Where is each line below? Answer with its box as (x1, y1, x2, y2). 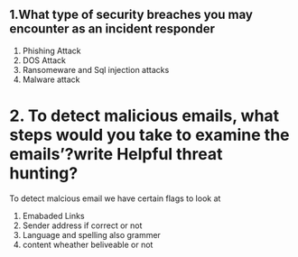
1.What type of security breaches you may (9, 7, 254, 23)
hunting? (9, 163, 79, 183)
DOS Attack (22, 54, 66, 66)
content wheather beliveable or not (22, 239, 154, 250)
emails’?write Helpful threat (9, 144, 223, 164)
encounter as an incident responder (9, 22, 215, 37)
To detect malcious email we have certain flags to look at (9, 193, 221, 204)
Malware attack (22, 74, 80, 85)
